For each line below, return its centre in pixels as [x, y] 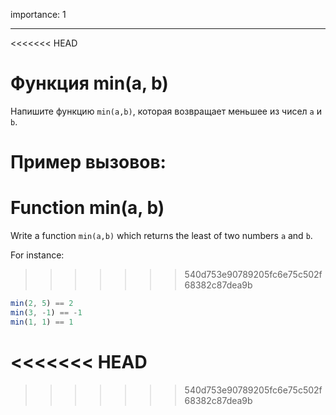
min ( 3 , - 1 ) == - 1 [46, 312]
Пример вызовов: [88, 162]
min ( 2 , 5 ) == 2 [42, 304]
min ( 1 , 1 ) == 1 [42, 322]
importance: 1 [38, 14]
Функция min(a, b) [89, 83]
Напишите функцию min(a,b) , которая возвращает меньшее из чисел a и [166, 111]
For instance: [37, 255]
